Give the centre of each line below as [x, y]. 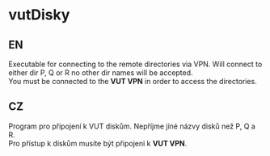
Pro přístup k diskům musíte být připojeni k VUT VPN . [98, 143]
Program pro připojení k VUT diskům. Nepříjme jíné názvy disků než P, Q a [132, 126]
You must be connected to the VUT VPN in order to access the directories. [133, 81]
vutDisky [39, 15]
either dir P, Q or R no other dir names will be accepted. [101, 73]
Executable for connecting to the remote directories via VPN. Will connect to [135, 64]
